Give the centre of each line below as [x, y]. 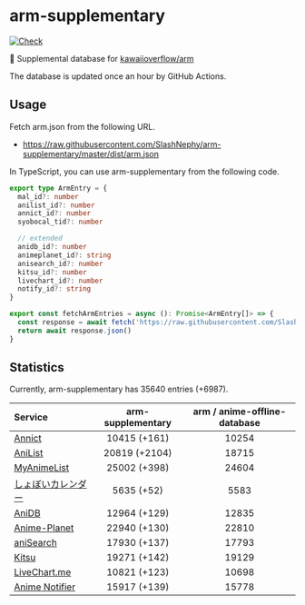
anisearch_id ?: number [60, 263]
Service [31, 417]
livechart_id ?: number [60, 281]
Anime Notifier [44, 587]
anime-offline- [252, 412]
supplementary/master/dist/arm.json [91, 154]
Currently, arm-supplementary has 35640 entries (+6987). [119, 389]
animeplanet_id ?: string [64, 255]
